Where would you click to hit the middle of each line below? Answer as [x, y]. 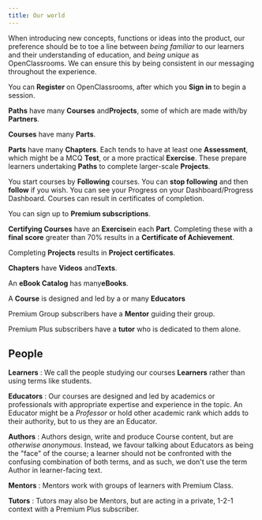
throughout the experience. [52, 71]
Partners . [24, 118]
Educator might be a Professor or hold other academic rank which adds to [128, 413]
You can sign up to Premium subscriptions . [80, 213]
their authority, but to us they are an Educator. [83, 421]
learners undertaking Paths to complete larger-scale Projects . [109, 166]
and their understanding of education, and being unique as [104, 54]
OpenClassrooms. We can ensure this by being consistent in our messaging [131, 63]
